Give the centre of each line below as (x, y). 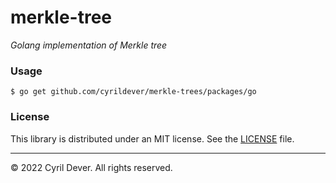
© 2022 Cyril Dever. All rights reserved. (91, 167)
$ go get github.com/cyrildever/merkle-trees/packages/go (133, 92)
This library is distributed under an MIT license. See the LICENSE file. (152, 138)
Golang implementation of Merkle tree (89, 45)
